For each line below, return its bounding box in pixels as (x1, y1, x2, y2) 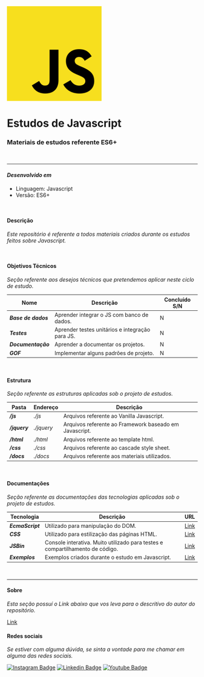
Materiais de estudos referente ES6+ (7, 138, 117, 147)
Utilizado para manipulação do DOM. (45, 522, 137, 529)
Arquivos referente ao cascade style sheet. (63, 444, 171, 451)
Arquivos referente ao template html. (63, 436, 154, 443)
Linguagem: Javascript (15, 185, 73, 192)
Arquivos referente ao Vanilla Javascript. (63, 412, 164, 420)
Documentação (9, 341, 50, 348)
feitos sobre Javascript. (7, 236, 66, 244)
